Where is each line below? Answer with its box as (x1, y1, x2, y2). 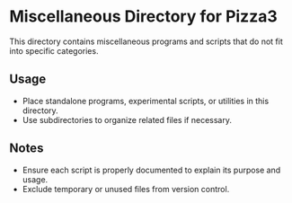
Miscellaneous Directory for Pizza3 (9, 6, 279, 27)
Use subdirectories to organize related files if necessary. (22, 114, 232, 125)
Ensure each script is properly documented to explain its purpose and (22, 164, 281, 175)
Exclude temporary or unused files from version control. (22, 183, 230, 194)
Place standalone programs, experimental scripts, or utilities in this (22, 95, 270, 106)
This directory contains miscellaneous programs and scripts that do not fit (9, 36, 283, 47)
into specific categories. (9, 45, 99, 56)
